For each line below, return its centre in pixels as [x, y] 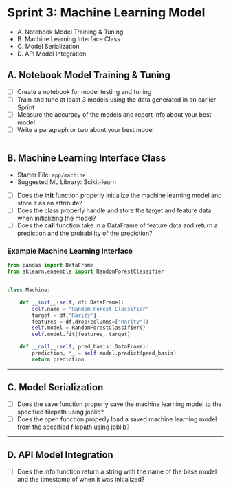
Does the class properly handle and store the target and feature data [114, 210]
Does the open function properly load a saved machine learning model [117, 419]
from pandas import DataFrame [51, 265]
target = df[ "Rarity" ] [64, 315]
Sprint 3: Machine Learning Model [106, 13]
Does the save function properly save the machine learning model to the [119, 404]
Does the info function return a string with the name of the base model [117, 471]
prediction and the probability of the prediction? [85, 233]
